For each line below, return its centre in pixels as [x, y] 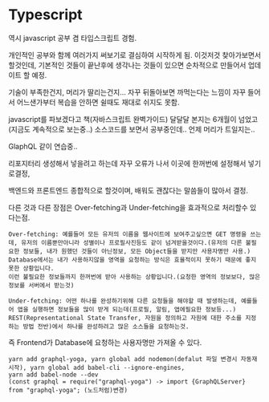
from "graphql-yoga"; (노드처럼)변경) [68, 390]
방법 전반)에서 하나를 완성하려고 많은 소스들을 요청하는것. [106, 327]
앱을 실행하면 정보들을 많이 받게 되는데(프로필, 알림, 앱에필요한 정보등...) [127, 309]
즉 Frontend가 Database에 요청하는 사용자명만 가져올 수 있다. [105, 342]
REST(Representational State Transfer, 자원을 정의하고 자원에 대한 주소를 [125, 318]
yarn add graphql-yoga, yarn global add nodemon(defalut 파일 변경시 [123, 359]
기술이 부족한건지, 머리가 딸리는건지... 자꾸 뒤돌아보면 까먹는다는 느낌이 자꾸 [127, 92]
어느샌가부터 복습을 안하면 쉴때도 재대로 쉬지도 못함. [98, 102]
